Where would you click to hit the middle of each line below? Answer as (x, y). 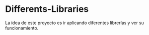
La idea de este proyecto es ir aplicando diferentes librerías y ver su (74, 23)
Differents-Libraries (47, 9)
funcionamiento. (22, 28)
